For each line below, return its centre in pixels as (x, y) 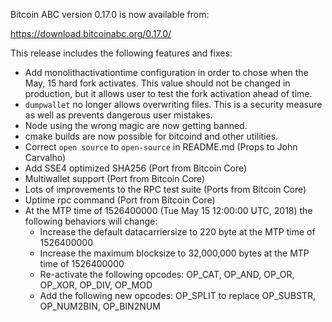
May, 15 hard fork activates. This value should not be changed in (157, 83)
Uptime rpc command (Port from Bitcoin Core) (120, 200)
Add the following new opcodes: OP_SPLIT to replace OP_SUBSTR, (178, 295)
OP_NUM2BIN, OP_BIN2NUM (100, 306)
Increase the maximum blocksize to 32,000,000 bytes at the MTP (174, 253)
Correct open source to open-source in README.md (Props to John (161, 147)
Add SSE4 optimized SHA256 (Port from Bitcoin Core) (136, 168)
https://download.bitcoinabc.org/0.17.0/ (91, 33)
